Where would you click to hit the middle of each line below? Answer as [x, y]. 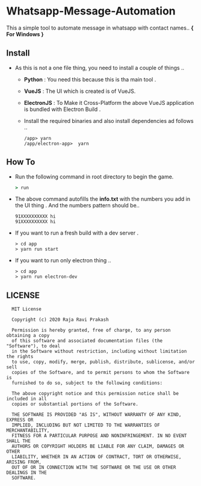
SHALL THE [19, 441]
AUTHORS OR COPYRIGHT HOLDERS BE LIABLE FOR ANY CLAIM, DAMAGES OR [98, 447]
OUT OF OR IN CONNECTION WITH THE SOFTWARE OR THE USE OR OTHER [94, 468]
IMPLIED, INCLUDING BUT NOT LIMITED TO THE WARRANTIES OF [86, 425]
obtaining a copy [28, 336]
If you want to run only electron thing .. [63, 260]
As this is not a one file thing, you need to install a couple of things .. [100, 68]
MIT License [27, 309]
